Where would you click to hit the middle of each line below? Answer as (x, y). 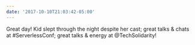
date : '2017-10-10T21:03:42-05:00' (51, 12)
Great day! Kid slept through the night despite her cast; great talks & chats (98, 29)
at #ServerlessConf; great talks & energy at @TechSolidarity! (82, 35)
